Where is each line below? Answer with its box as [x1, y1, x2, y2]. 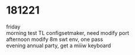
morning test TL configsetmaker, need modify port [6, 29, 129, 36]
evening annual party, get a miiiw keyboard [6, 42, 111, 49]
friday [6, 23, 21, 30]
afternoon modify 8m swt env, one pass [6, 35, 104, 43]
